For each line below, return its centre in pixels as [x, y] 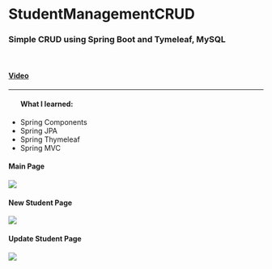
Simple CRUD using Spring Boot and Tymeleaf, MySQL [117, 40]
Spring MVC [40, 147]
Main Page [27, 166]
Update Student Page [45, 238]
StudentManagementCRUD [102, 14]
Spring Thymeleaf [50, 139]
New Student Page [40, 203]
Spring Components [53, 122]
